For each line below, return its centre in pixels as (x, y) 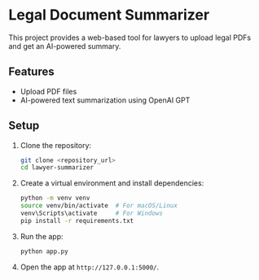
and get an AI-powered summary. (65, 46)
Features (31, 72)
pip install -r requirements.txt (77, 221)
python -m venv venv (55, 198)
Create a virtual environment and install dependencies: (112, 183)
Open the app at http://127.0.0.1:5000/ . (90, 267)
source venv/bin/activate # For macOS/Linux (99, 206)
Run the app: (42, 236)
